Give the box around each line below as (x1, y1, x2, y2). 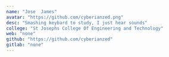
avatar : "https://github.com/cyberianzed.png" (6, 14, 124, 20)
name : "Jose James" (6, 8, 58, 15)
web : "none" (6, 31, 36, 37)
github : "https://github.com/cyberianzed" (6, 36, 113, 42)
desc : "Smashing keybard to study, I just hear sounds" (6, 20, 148, 26)
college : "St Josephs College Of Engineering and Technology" (6, 25, 164, 31)
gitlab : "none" (6, 42, 44, 48)
